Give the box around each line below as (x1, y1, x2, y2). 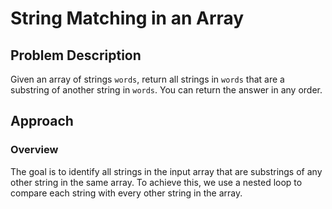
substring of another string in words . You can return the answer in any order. (10, 84, 323, 96)
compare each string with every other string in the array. (10, 187, 243, 199)
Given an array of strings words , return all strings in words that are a (10, 73, 285, 85)
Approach (10, 113, 74, 130)
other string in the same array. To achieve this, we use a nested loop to (10, 176, 303, 188)
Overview (10, 143, 59, 157)
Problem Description (10, 47, 142, 64)
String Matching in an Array (10, 7, 245, 30)
